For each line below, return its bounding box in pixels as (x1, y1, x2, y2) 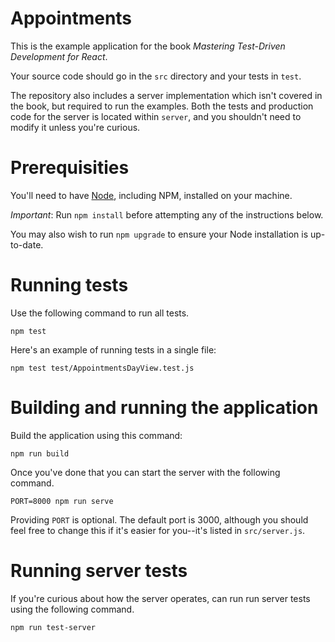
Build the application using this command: (10, 429, 183, 441)
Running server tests (10, 559, 188, 582)
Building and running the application (10, 397, 319, 419)
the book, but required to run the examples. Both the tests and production (10, 100, 314, 112)
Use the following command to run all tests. (10, 307, 190, 319)
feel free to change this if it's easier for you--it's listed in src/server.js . (10, 524, 306, 536)
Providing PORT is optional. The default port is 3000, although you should (10, 513, 309, 526)
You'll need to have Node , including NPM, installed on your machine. (10, 189, 293, 201)
